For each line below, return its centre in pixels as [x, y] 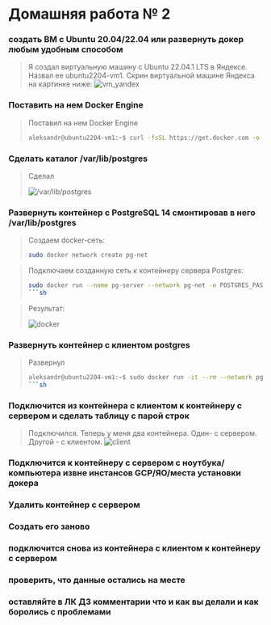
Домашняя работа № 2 [90, 14]
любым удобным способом [66, 49]
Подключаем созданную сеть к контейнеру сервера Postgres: [135, 271]
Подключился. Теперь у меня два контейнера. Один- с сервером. [142, 433]
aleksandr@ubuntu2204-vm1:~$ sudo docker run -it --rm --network [140, 378]
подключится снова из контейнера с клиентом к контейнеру [134, 548]
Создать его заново [49, 526]
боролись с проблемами [60, 611]
